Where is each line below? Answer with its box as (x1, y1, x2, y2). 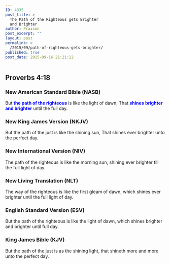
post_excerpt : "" (5, 31, 42, 36)
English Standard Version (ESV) (5, 206, 85, 213)
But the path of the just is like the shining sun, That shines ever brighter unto (5, 130, 165, 136)
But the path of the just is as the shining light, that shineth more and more (5, 248, 159, 254)
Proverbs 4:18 (5, 73, 51, 82)
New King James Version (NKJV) (5, 118, 88, 125)
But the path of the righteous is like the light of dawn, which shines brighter (5, 218, 163, 224)
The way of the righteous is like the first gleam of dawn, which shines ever (5, 188, 161, 195)
